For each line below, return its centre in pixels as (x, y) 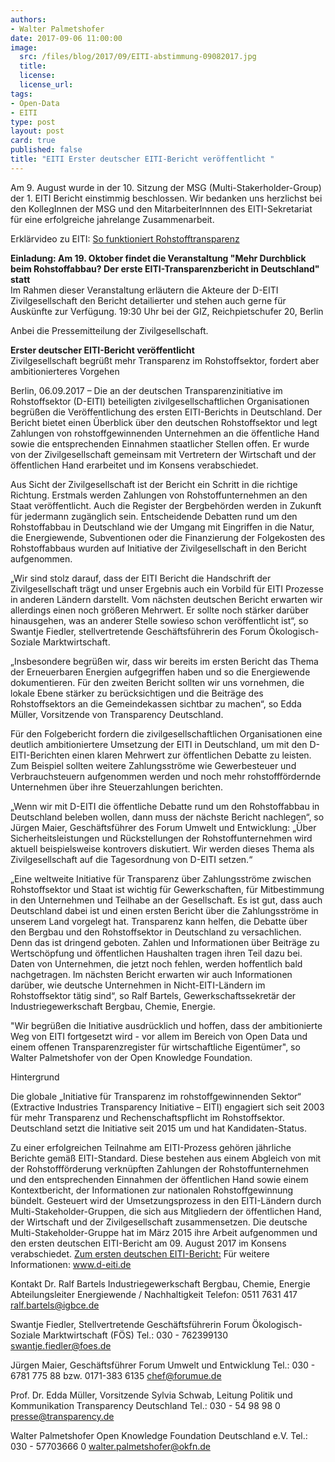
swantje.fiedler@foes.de (61, 1345)
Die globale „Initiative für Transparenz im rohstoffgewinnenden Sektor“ (156, 1096)
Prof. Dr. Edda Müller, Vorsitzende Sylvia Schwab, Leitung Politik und (151, 1395)
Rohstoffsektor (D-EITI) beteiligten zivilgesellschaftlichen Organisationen (160, 401)
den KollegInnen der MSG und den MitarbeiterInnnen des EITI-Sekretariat (161, 208)
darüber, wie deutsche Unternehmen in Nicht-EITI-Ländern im (138, 985)
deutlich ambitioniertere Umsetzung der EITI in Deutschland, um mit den (159, 744)
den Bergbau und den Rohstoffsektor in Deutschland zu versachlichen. (156, 932)
